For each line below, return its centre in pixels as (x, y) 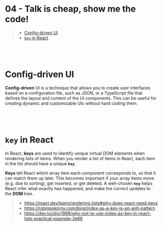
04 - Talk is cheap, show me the (70, 9)
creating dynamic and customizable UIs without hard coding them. (72, 103)
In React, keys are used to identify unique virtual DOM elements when (75, 153)
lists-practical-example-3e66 (53, 219)
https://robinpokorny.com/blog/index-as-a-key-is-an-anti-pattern (90, 208)
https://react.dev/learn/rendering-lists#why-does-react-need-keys (91, 203)
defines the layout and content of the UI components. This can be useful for (81, 98)
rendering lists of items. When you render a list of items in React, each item (80, 159)
